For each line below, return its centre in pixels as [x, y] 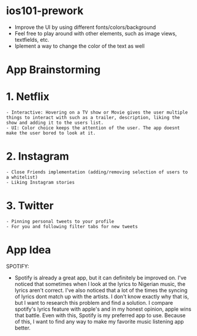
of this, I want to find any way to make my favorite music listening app [99, 321]
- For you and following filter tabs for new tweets [72, 226]
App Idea [29, 250]
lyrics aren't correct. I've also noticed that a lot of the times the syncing [101, 290]
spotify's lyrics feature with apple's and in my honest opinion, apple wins [103, 309]
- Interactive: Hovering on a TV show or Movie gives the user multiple [97, 113]
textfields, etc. [32, 39]
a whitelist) [22, 177]
